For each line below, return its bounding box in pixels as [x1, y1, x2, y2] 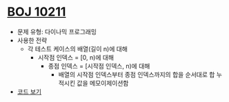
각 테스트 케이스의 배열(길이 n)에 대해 [27, 44, 128, 53]
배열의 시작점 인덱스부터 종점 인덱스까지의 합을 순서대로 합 [58, 70, 215, 79]
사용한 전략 [17, 36, 48, 44]
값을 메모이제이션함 [77, 79, 129, 87]
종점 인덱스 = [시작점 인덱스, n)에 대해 [48, 62, 150, 70]
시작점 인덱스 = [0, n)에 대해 [37, 53, 114, 62]
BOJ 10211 [7, 4, 66, 20]
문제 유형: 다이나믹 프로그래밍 [17, 27, 97, 36]
